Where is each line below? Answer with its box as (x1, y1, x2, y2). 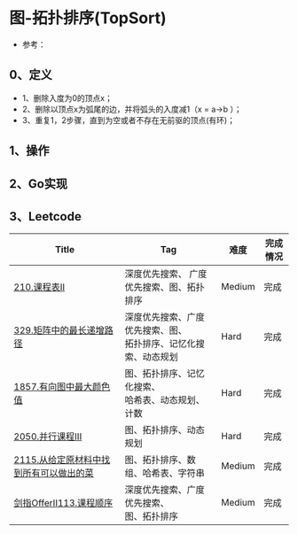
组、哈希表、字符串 (124, 467, 206, 479)
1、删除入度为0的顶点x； (21, 92, 113, 103)
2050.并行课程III (13, 430, 82, 443)
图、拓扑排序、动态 (124, 424, 206, 437)
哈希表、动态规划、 (124, 394, 206, 406)
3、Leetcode (9, 209, 82, 224)
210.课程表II (13, 281, 66, 293)
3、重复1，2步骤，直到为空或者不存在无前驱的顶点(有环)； (21, 114, 235, 125)
